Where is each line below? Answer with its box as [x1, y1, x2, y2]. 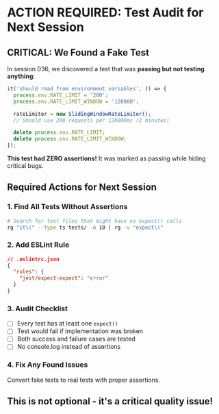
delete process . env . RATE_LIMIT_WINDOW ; [13, 136, 127, 143]
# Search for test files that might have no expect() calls [7, 217, 183, 224]
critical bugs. [7, 162, 44, 169]
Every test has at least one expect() [16, 319, 118, 328]
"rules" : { [13, 269, 44, 276]
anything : [7, 72, 36, 80]
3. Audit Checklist [7, 304, 68, 313]
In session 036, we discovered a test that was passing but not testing [7, 65, 205, 73]
